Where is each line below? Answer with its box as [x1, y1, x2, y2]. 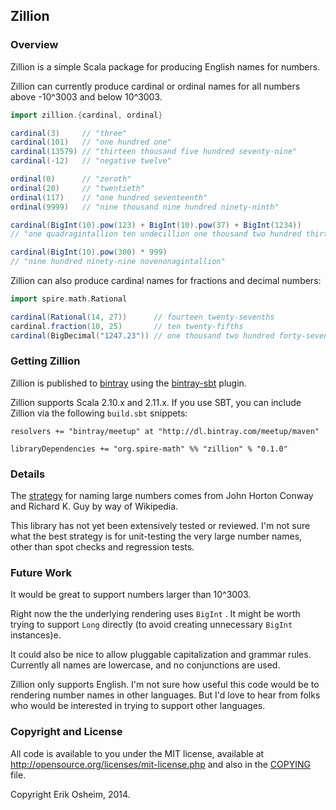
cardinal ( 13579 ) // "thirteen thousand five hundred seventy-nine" [10, 147, 298, 157]
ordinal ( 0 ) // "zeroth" [10, 174, 132, 184]
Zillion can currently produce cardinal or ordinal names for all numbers [10, 80, 301, 92]
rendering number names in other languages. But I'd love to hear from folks [10, 689, 321, 701]
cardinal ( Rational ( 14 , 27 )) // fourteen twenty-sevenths [10, 312, 275, 322]
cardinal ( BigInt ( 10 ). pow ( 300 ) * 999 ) [10, 247, 168, 258]
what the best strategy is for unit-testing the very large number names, [10, 530, 303, 543]
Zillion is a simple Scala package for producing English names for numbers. [10, 60, 321, 73]
